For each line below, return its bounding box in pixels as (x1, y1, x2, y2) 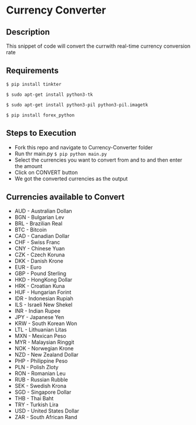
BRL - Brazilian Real (14, 220, 63, 227)
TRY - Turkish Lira (14, 401, 59, 409)
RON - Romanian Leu (14, 370, 66, 377)
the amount (14, 162, 43, 169)
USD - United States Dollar (14, 407, 79, 414)
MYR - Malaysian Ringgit (14, 339, 75, 346)
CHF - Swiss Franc (14, 239, 60, 246)
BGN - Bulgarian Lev (14, 214, 65, 221)
